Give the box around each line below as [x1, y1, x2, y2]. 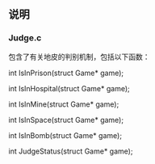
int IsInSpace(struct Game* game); [8, 115, 124, 124]
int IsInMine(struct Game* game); [8, 99, 119, 109]
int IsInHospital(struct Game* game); [8, 83, 131, 93]
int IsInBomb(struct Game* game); [8, 130, 123, 140]
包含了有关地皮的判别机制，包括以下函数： [8, 52, 150, 61]
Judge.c [8, 32, 42, 44]
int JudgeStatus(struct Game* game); [8, 146, 133, 156]
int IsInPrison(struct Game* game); [8, 68, 124, 78]
